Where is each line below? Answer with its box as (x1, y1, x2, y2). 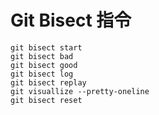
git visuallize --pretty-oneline (10, 86, 150, 96)
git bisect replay (10, 77, 87, 88)
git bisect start (10, 42, 83, 53)
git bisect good (10, 60, 78, 70)
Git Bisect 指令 (10, 9, 132, 32)
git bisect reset (10, 95, 83, 105)
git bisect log (10, 69, 74, 79)
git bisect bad (10, 51, 74, 61)
